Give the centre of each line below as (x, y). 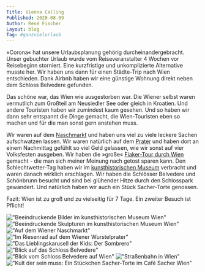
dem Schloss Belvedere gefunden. (50, 85)
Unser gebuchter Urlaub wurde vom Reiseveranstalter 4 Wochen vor (93, 59)
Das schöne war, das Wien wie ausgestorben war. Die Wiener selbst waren (101, 97)
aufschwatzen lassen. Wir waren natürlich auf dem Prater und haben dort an (102, 141)
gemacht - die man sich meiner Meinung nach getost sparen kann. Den (96, 161)
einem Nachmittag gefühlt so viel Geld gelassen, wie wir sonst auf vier (95, 148)
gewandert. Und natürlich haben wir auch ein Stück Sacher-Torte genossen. (102, 187)
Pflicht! (15, 206)
